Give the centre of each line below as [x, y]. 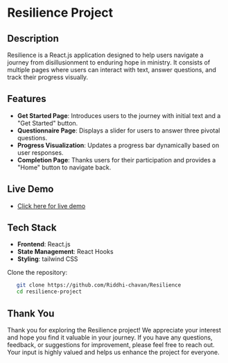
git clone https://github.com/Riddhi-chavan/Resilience [99, 285]
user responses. [40, 152]
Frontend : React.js [44, 244]
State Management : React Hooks [65, 252]
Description [33, 39]
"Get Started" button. [47, 123]
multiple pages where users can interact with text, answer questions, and [112, 70]
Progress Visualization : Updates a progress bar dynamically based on [118, 145]
